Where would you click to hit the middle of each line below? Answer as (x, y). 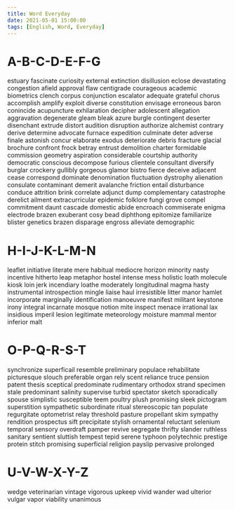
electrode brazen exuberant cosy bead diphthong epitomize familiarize (109, 215)
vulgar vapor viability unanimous (54, 499)
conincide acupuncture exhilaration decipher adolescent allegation (103, 111)
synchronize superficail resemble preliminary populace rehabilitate (103, 370)
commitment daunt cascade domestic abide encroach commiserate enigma (116, 207)
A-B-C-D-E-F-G (54, 61)
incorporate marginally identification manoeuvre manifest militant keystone (115, 300)
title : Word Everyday (39, 14)
